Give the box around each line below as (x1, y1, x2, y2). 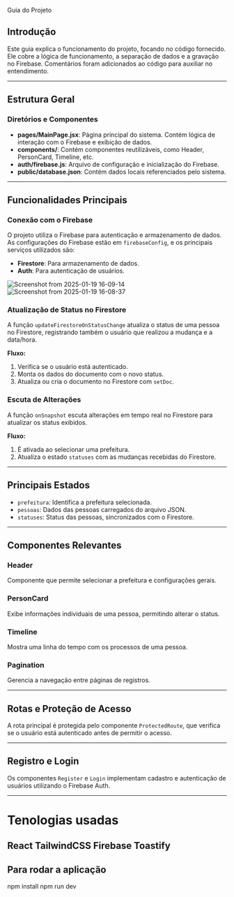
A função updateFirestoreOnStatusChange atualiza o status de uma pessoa (7, 321, 220, 329)
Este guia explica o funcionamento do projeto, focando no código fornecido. (7, 45, 226, 53)
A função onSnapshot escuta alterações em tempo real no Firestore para (7, 411, 213, 419)
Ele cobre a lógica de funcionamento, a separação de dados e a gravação (7, 52, 219, 60)
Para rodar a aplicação (7, 864, 107, 875)
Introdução (7, 26, 56, 38)
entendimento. (7, 66, 49, 75)
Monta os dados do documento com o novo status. (17, 370, 164, 379)
